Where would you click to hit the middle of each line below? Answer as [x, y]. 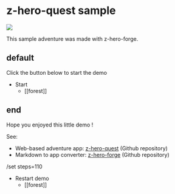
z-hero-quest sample [61, 11]
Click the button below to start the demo [57, 72]
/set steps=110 [24, 166]
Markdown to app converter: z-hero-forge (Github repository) [92, 154]
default [20, 58]
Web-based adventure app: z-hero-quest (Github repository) [91, 148]
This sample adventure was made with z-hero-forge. [72, 39]
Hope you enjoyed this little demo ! [50, 125]
